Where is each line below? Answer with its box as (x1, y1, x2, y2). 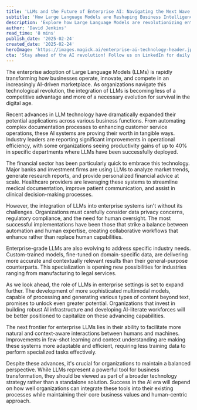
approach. (6, 397, 31, 404)
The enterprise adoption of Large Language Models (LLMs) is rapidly (6, 68, 173, 75)
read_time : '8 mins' (6, 31, 57, 36)
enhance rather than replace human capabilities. (6, 233, 123, 240)
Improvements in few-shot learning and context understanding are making (6, 336, 186, 343)
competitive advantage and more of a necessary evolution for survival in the (6, 93, 191, 100)
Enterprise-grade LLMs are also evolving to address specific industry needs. (6, 245, 191, 252)
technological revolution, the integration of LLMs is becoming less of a (6, 87, 176, 94)
